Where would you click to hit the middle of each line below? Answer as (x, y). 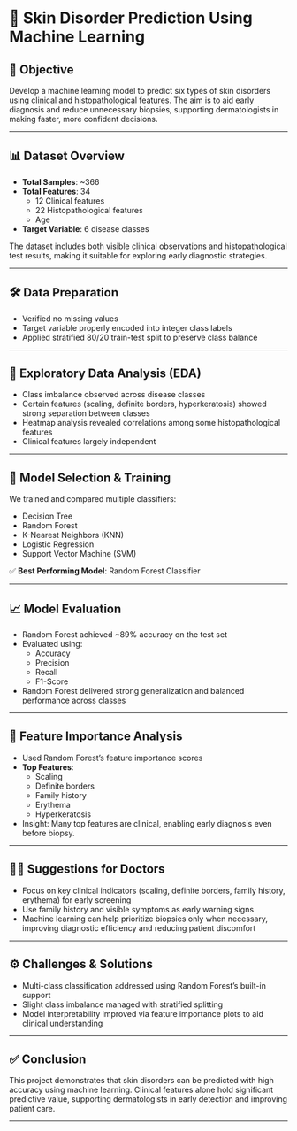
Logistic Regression (58, 544)
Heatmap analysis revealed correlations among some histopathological (151, 423)
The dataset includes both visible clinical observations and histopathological (148, 246)
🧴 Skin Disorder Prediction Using (131, 18)
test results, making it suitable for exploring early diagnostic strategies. (138, 255)
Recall (46, 673)
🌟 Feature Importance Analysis (96, 737)
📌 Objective (42, 69)
